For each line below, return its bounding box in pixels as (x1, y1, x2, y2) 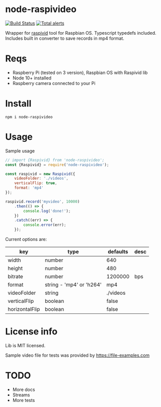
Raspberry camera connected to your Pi (12, 80, 96, 86)
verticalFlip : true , (14, 181, 57, 186)
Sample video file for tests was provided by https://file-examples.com (5, 352, 150, 358)
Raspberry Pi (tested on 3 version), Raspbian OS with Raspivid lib (12, 69, 148, 75)
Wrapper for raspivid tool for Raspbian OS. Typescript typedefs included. (5, 30, 157, 36)
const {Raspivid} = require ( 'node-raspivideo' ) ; (5, 162, 109, 167)
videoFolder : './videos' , (14, 176, 69, 181)
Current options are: (5, 236, 47, 242)
